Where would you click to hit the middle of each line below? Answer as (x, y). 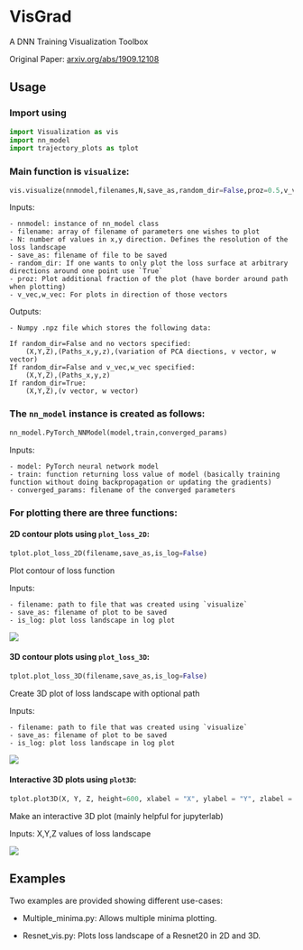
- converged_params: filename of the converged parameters (123, 490)
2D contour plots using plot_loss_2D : (80, 534)
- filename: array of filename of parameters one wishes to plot (134, 232)
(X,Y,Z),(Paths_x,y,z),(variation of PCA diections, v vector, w (151, 352)
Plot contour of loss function (62, 571)
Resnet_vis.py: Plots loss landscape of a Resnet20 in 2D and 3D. (142, 936)
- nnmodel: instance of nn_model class (84, 224)
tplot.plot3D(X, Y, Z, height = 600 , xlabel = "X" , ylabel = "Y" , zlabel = (151, 799)
